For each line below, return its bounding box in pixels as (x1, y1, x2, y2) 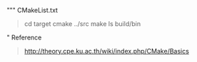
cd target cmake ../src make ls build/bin (24, 20, 141, 27)
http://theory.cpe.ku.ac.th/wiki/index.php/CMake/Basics (24, 47, 190, 55)
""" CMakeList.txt (6, 6, 59, 14)
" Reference (6, 33, 42, 42)
